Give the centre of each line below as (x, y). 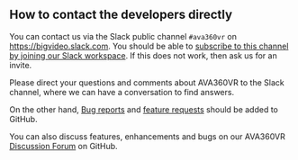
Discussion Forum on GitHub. (64, 146)
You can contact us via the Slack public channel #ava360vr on (123, 36)
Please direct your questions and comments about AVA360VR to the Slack (147, 82)
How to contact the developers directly (121, 15)
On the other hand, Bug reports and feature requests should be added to (144, 109)
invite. (21, 65)
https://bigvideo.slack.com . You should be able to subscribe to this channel (149, 46)
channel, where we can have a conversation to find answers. (122, 92)
